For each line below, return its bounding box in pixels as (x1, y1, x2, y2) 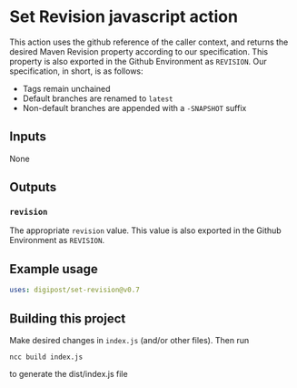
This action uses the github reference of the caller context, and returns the (9, 36, 289, 47)
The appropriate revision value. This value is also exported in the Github (9, 225, 282, 236)
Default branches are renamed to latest (22, 93, 174, 104)
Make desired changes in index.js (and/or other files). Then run (9, 334, 250, 345)
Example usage (9, 261, 98, 277)
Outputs (9, 179, 57, 195)
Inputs (9, 129, 47, 145)
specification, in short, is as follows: (9, 66, 144, 77)
